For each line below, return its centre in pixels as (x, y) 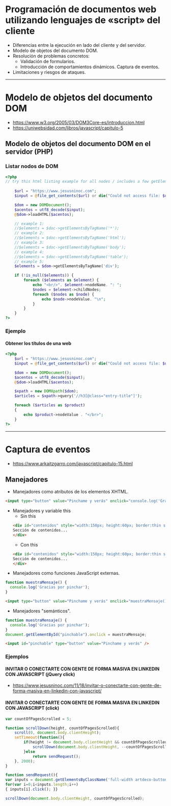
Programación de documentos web (81, 9)
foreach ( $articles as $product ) (50, 405)
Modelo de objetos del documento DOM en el (78, 144)
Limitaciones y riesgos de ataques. (49, 72)
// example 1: (29, 224)
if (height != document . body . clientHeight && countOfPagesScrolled (95, 742)
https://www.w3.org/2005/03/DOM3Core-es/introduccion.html (79, 122)
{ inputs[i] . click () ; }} (32, 789)
